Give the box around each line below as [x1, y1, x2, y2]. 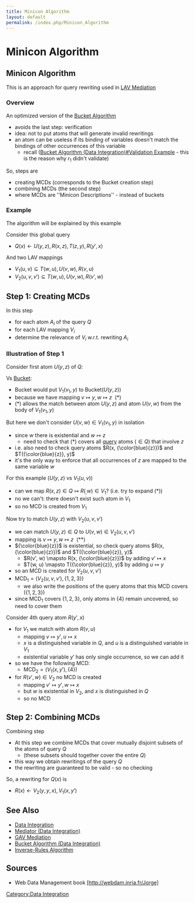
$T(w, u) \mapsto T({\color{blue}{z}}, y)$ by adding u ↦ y [23, 561, 164, 568]
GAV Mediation [14, 833, 51, 841]
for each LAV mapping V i [14, 326, 75, 335]
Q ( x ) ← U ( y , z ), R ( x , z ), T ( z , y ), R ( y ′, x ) [14, 242, 103, 249]
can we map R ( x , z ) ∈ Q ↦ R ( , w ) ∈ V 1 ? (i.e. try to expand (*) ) [14, 487, 163, 495]
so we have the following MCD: [14, 660, 90, 667]
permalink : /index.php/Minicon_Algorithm [6, 19, 109, 25]
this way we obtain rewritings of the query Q [14, 758, 122, 765]
